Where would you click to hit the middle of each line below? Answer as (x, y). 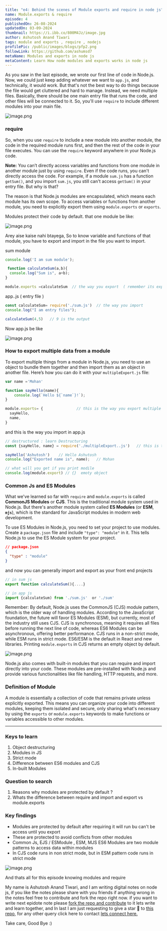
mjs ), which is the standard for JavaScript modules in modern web (73, 512)
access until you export (36, 832)
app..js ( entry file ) (25, 296)
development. (19, 518)
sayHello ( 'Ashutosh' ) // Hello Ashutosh (51, 455)
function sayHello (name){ (32, 390)
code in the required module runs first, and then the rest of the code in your (83, 145)
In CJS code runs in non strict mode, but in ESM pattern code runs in (83, 853)
